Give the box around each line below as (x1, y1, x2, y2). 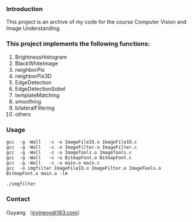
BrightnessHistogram (14, 53, 67, 60)
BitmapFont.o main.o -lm (6, 170, 68, 177)
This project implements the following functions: (6, 39, 150, 48)
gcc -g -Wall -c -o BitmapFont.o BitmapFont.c (6, 154, 132, 160)
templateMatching (14, 92, 60, 99)
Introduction (6, 5, 43, 13)
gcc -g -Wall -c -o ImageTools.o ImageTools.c (6, 149, 132, 156)
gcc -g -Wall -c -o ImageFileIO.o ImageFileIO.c (6, 139, 137, 145)
